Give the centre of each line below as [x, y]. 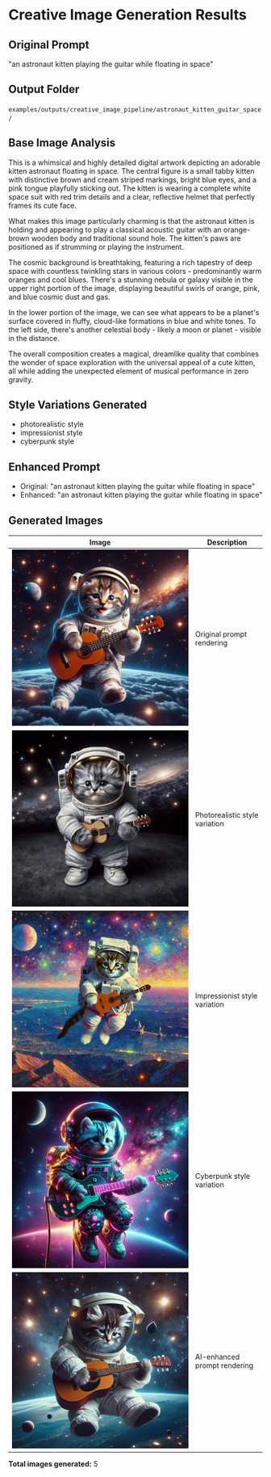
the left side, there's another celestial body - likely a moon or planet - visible [135, 330]
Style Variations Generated [78, 405]
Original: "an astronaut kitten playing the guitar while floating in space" [138, 486]
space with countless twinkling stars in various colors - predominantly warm [135, 271]
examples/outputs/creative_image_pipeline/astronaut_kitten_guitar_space [135, 109]
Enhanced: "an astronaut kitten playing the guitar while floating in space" [141, 495]
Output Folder [44, 89]
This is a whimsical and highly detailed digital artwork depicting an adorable [134, 162]
